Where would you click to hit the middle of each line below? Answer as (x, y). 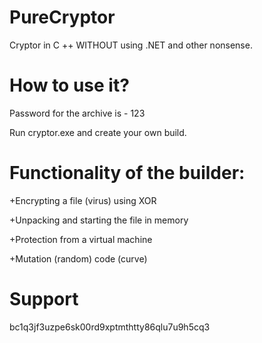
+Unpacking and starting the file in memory (99, 220)
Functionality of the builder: (127, 173)
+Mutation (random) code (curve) (78, 258)
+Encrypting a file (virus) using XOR (83, 200)
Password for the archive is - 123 (77, 113)
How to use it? (69, 85)
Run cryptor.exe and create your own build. (98, 132)
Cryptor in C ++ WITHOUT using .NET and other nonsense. (131, 45)
